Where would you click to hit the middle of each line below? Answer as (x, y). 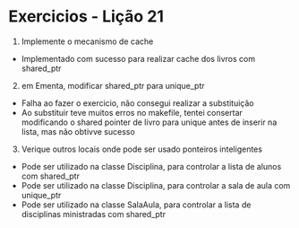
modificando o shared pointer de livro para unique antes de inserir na (149, 122)
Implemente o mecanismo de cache (87, 41)
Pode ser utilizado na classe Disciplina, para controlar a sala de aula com (156, 185)
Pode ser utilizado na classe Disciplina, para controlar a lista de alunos (151, 166)
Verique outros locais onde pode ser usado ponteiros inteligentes (142, 149)
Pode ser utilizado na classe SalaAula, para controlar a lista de (136, 205)
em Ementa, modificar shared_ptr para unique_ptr (113, 85)
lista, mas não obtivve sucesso (78, 131)
